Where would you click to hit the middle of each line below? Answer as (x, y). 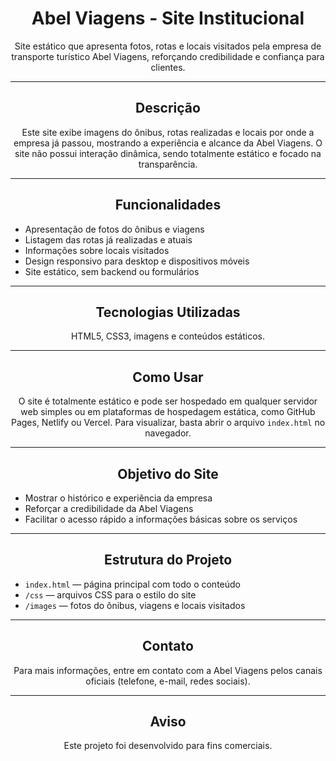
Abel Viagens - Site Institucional (168, 18)
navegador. (168, 433)
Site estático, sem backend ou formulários (112, 271)
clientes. (168, 67)
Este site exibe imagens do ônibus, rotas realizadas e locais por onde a (168, 132)
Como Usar (168, 377)
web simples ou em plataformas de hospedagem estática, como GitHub (168, 412)
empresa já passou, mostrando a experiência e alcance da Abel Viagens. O (168, 143)
